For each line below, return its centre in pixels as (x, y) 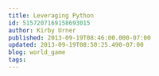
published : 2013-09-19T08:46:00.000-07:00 (79, 38)
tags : (17, 60)
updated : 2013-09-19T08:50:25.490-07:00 (76, 45)
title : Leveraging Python (51, 15)
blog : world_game (37, 52)
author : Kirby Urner (43, 30)
